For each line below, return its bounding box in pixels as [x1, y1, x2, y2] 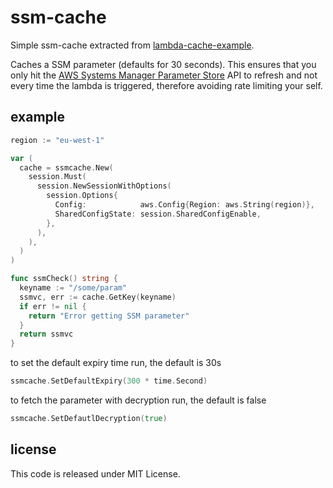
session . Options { [46, 191, 118, 201]
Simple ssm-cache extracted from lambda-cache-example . [10, 39, 255, 51]
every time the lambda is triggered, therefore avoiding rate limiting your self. [10, 79, 323, 91]
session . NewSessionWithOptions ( [36, 181, 172, 191]
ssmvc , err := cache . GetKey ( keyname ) [19, 292, 177, 302]
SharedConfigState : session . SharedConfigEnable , [54, 209, 262, 219]
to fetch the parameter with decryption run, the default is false [10, 394, 267, 406]
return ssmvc [19, 329, 74, 340]
